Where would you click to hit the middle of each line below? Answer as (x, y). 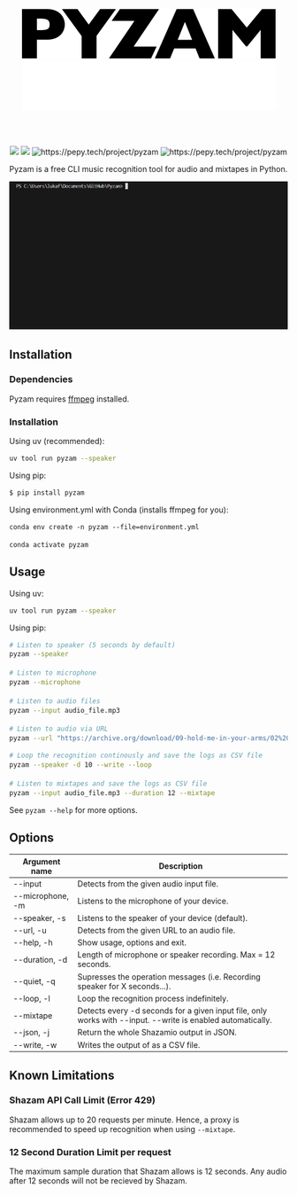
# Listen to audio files (55, 701)
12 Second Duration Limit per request (91, 1152)
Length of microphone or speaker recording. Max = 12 (176, 955)
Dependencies (41, 379)
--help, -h (33, 942)
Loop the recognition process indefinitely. (153, 998)
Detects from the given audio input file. (148, 884)
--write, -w (35, 1044)
